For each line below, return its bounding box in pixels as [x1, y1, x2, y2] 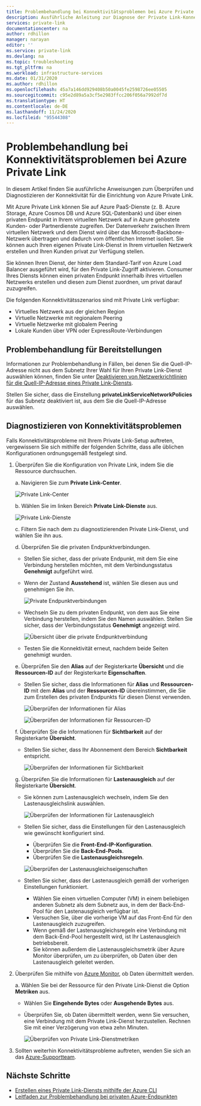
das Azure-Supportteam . [14, 1053, 77, 1061]
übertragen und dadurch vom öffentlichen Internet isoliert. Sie [31, 235, 184, 242]
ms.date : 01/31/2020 [6, 75, 58, 81]
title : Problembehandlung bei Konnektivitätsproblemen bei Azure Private [6, 8, 194, 15]
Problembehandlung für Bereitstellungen [6, 345, 162, 355]
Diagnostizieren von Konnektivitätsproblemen [6, 421, 182, 431]
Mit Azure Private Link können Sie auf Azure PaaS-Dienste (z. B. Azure [6, 203, 181, 211]
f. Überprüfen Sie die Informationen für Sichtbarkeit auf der [14, 728, 163, 735]
